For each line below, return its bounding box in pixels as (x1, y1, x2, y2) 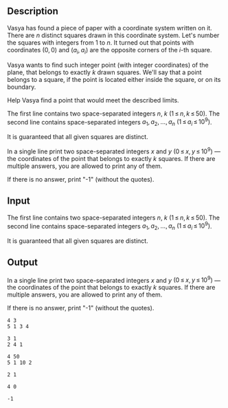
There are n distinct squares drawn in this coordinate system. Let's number (7, 31, 220, 39)
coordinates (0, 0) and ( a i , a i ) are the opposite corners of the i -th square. (7, 45, 212, 56)
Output (7, 257, 38, 268)
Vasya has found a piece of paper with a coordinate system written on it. (7, 23, 213, 32)
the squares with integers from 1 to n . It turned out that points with (7, 38, 194, 47)
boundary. (7, 83, 36, 91)
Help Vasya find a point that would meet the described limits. (7, 96, 180, 104)
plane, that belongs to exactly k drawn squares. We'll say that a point (7, 68, 202, 76)
